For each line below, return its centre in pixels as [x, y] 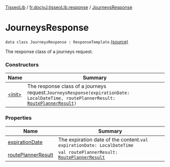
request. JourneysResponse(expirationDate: [78, 93]
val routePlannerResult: [88, 152]
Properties [18, 118]
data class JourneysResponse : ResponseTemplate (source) [67, 41]
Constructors [22, 64]
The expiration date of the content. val [103, 140]
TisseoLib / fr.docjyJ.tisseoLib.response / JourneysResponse [69, 7]
